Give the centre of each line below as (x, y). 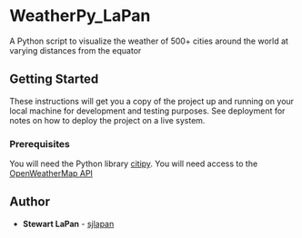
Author (30, 202)
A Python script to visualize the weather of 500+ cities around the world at (149, 41)
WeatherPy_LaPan (80, 16)
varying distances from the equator (75, 50)
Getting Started (54, 79)
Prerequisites (40, 144)
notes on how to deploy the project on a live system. (107, 120)
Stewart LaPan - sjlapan (68, 223)
